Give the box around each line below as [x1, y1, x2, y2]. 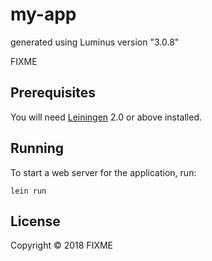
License [10, 213, 61, 230]
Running [10, 140, 65, 157]
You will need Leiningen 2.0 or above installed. [10, 111, 203, 123]
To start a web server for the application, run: [10, 166, 197, 178]
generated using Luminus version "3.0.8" [10, 36, 180, 48]
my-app [10, 3, 77, 26]
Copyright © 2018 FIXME [10, 239, 114, 252]
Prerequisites [10, 84, 96, 102]
